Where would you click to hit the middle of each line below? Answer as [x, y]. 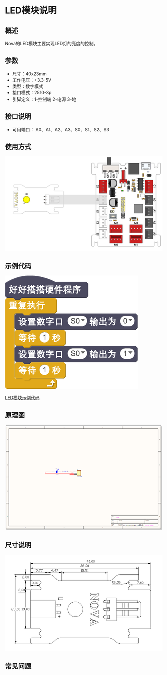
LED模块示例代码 [22, 398]
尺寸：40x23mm [30, 74]
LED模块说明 [31, 10]
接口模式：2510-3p [32, 92]
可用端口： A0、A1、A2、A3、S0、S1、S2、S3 [61, 129]
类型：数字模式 [28, 86]
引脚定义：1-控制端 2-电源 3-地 [44, 99]
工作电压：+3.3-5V [32, 80]
